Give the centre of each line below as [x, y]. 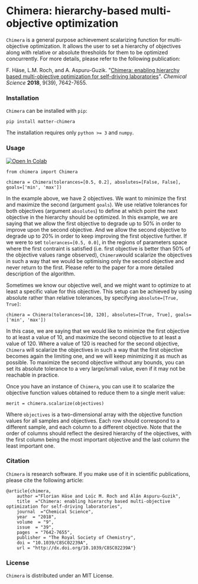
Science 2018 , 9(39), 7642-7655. [47, 82]
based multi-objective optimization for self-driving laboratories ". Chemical [97, 76]
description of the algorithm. [41, 274]
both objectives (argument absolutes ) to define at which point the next [92, 210]
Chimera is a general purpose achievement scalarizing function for [86, 40]
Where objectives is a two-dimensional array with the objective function [94, 414]
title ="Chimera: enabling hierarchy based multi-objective [93, 501]
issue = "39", [35, 527]
